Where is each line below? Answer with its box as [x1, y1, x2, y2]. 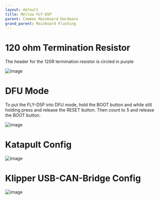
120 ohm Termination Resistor [5, 42, 130, 53]
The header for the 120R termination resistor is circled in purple [5, 59, 134, 65]
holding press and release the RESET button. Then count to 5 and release [5, 107, 155, 113]
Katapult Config [5, 139, 72, 151]
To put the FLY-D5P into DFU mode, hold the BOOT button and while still [5, 102, 152, 108]
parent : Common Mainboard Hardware [5, 16, 79, 21]
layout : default [5, 7, 39, 12]
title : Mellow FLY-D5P [5, 12, 52, 17]
